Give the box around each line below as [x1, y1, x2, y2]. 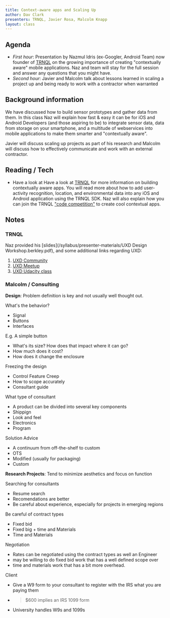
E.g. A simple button [5, 333, 48, 339]
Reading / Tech [5, 166, 54, 175]
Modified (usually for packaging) [12, 455, 81, 462]
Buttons [12, 318, 29, 324]
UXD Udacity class [12, 268, 52, 274]
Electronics [12, 420, 36, 426]
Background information [5, 95, 84, 104]
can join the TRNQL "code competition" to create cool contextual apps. [12, 201, 161, 207]
